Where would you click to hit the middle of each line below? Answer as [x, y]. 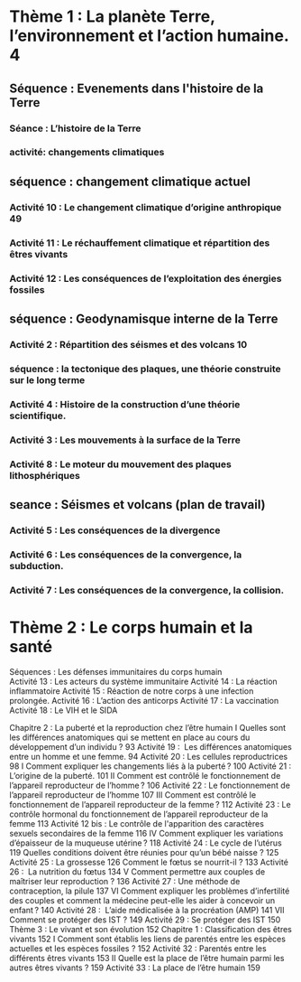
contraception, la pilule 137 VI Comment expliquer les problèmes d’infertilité [150, 891]
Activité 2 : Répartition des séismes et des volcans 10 [128, 344]
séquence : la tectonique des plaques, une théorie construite [145, 369]
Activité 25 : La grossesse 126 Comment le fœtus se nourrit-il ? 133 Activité [149, 862]
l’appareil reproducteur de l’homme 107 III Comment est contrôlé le [133, 795]
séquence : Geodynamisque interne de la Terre [144, 318]
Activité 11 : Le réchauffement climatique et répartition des [140, 243]
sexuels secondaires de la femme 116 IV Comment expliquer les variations [146, 833]
